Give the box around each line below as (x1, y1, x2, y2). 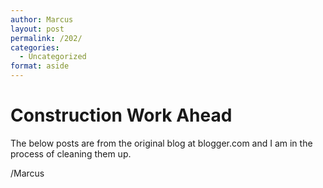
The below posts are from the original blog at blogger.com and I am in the (10, 137, 313, 149)
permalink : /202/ (10, 33, 83, 43)
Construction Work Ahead (10, 104, 233, 127)
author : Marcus (10, 14, 74, 25)
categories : (10, 42, 60, 53)
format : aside (10, 61, 70, 71)
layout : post (10, 24, 65, 34)
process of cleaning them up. (10, 147, 132, 160)
